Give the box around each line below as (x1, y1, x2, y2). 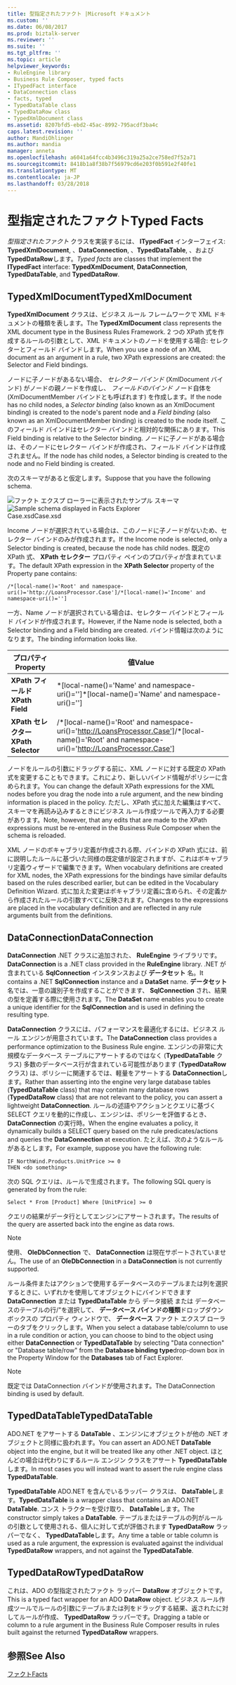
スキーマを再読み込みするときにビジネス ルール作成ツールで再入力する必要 (7, 807, 225, 815)
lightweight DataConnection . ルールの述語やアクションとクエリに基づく (7, 1101, 216, 1109)
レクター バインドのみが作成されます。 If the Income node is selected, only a (7, 535, 228, 543)
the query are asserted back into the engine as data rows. (7, 1220, 175, 1228)
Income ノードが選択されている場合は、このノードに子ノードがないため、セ (7, 527, 228, 535)
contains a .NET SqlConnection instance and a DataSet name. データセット (7, 977, 227, 986)
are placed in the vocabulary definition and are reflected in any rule (7, 904, 202, 912)
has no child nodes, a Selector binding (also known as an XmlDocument (7, 401, 216, 409)
